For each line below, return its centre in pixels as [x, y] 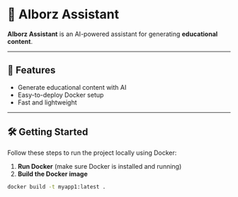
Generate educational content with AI [72, 87]
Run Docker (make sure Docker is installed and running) [100, 166]
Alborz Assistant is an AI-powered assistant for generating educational [113, 34]
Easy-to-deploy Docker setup [61, 95]
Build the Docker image [53, 174]
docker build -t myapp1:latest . [57, 186]
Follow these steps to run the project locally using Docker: [92, 153]
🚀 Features [32, 70]
